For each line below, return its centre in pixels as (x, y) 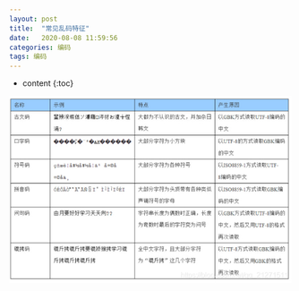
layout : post (34, 19)
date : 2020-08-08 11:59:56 (64, 38)
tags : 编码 (28, 57)
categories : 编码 (40, 47)
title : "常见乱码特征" (49, 28)
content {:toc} (48, 83)
